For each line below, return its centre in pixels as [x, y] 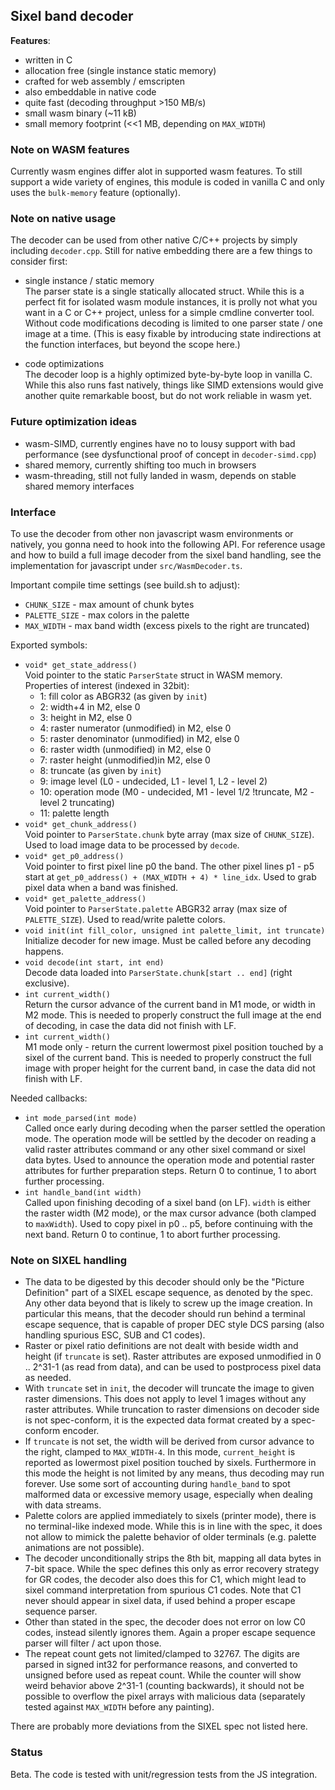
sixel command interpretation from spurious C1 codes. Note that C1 [163, 1590]
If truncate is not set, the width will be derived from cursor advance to [169, 1441]
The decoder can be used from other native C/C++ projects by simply [154, 240]
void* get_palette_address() [85, 899]
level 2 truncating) [77, 802]
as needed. [48, 1378]
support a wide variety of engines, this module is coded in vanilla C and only [167, 182]
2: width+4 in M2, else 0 [90, 707]
